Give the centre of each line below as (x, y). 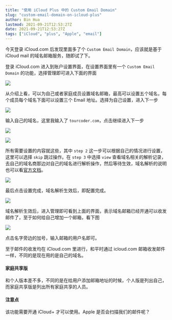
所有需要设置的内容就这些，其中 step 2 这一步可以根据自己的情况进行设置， (85, 150)
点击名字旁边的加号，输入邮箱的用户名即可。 (52, 238)
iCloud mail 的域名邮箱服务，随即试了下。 (49, 55)
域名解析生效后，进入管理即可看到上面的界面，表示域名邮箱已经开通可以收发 (86, 211)
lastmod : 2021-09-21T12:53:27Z (39, 24)
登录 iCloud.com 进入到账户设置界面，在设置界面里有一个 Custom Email (80, 67)
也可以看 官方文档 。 (26, 170)
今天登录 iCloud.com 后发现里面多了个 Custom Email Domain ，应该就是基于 (84, 49)
